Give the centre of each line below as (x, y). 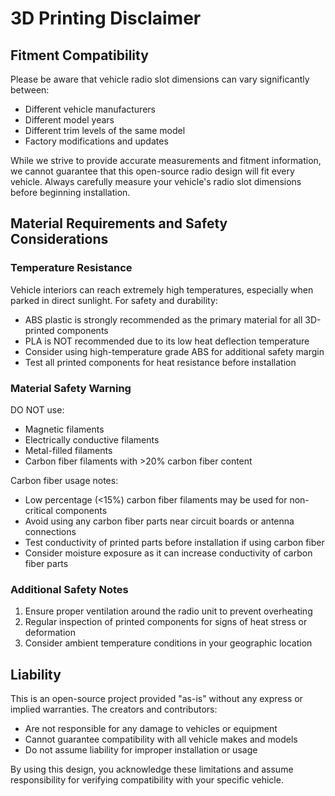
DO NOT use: (37, 409)
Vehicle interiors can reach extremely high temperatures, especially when (162, 289)
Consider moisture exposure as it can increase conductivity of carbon (168, 553)
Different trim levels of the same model (105, 130)
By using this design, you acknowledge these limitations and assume (152, 769)
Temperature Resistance (71, 268)
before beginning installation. (70, 192)
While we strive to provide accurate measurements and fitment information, (166, 160)
